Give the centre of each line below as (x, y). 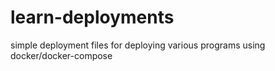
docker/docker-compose (61, 55)
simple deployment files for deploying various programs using (138, 45)
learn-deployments (92, 17)
